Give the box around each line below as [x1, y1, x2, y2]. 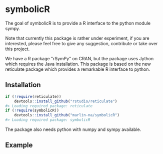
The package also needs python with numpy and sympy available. [5, 126, 141, 132]
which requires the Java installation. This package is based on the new [5, 61, 151, 67]
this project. [5, 46, 30, 52]
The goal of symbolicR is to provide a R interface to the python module [5, 20, 151, 26]
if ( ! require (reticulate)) [5, 94, 61, 99]
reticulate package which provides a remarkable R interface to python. [5, 66, 150, 72]
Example [5, 141, 33, 149]
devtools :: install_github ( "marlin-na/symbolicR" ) [14, 113, 120, 118]
